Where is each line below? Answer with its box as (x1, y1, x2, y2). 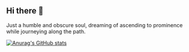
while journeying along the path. (6, 28, 86, 35)
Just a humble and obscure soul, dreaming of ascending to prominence (6, 21, 183, 28)
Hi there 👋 (6, 6, 44, 16)
